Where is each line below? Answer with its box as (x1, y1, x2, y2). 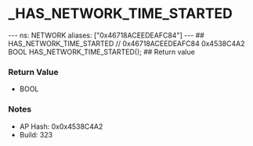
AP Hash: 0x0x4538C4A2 (19, 122, 103, 131)
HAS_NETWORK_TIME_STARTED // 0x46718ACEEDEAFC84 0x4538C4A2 (8, 38, 245, 48)
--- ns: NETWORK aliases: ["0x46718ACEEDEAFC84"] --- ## (8, 30, 205, 40)
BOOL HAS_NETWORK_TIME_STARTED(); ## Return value (8, 47, 196, 56)
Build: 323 (19, 130, 53, 139)
